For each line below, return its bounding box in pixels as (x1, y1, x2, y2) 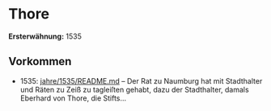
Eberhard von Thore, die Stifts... (19, 93, 127, 103)
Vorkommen (8, 55, 72, 68)
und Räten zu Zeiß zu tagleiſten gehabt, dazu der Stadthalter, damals (19, 84, 249, 94)
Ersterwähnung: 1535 (8, 31, 83, 41)
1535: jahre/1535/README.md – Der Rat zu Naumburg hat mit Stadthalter (19, 76, 263, 85)
